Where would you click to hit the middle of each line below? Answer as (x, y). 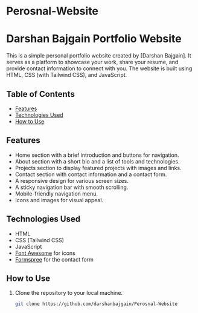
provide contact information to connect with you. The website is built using (99, 68)
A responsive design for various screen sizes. (72, 180)
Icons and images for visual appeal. (59, 200)
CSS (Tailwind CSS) (40, 240)
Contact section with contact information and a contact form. (91, 174)
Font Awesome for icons (45, 253)
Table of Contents (41, 94)
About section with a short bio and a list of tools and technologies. (97, 161)
